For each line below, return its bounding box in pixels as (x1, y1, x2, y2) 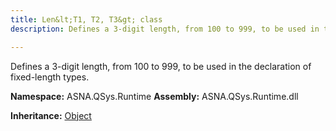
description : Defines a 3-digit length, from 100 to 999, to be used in (10, 24, 320, 34)
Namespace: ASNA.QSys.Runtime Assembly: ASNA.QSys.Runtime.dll (10, 90, 299, 102)
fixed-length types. (10, 71, 90, 83)
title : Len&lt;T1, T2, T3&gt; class (10, 14, 163, 25)
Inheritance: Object (10, 109, 92, 121)
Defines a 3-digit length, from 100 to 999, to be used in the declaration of (10, 60, 312, 72)
